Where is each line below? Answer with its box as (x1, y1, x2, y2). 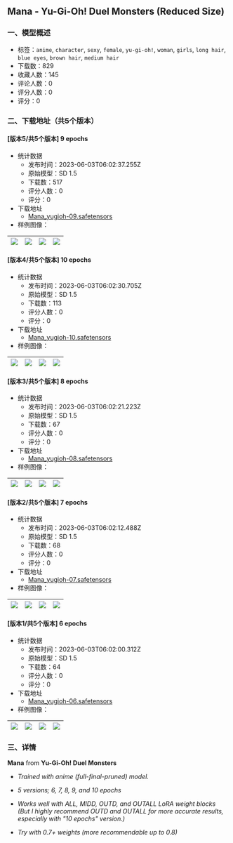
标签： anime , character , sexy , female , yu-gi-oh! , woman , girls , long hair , (17, 45, 227, 53)
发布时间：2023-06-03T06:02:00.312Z (27, 645, 142, 653)
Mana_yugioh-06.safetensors (27, 696, 113, 705)
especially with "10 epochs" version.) (17, 814, 125, 823)
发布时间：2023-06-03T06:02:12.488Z (27, 524, 142, 532)
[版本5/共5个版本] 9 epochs (7, 135, 88, 143)
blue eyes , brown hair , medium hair (17, 53, 119, 62)
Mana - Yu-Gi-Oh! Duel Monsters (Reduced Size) (7, 6, 225, 18)
